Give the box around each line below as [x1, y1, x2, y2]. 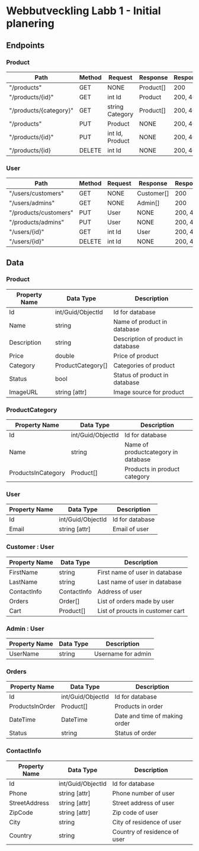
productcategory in [124, 448, 178, 457]
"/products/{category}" [9, 106, 74, 114]
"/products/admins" [9, 218, 65, 226]
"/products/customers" [9, 208, 74, 217]
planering [6, 17, 54, 30]
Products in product [124, 465, 180, 473]
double [55, 351, 75, 359]
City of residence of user [112, 818, 182, 826]
